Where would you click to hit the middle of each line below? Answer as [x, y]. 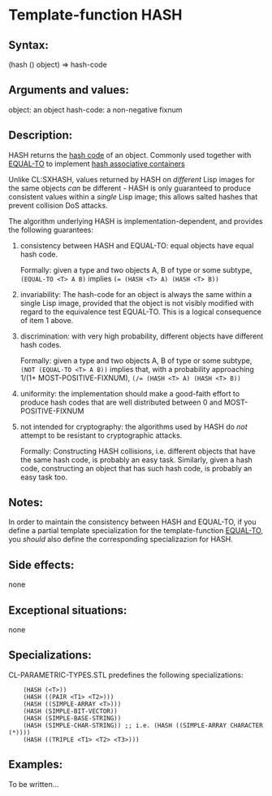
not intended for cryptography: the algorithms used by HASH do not [134, 426]
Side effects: [41, 564]
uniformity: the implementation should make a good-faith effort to [130, 393]
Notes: [26, 503]
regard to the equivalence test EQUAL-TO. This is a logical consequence [141, 312]
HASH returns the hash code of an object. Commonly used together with [130, 155]
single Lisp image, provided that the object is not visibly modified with [137, 303]
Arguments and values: [69, 90]
